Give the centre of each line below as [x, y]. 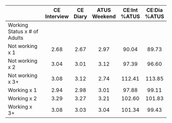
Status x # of [23, 31]
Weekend [104, 16]
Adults [16, 38]
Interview [57, 16]
